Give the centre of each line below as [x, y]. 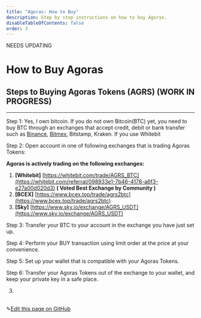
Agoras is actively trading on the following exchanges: [75, 164]
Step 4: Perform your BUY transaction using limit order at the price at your [98, 243]
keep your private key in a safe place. [52, 279]
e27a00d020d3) [35, 188]
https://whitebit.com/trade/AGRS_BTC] [92, 175]
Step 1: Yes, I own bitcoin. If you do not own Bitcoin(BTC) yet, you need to [97, 121]
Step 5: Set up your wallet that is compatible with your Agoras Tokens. [93, 261]
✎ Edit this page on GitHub [38, 309]
